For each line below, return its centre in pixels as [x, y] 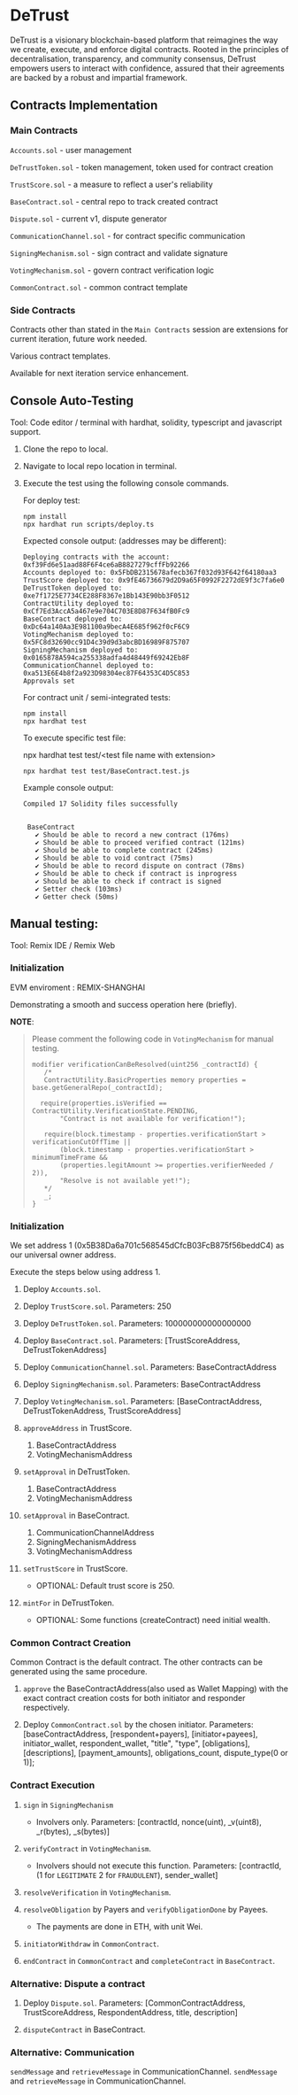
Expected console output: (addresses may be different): [124, 540]
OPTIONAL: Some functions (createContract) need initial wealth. [153, 1620]
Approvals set [49, 681]
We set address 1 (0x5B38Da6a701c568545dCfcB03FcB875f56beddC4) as [147, 1246]
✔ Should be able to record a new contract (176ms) [132, 835]
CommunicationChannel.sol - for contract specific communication [128, 236]
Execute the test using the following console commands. [126, 483]
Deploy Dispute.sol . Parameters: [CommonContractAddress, [134, 2003]
